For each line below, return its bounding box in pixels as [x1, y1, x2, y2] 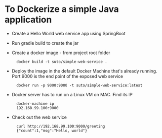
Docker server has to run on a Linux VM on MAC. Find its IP [11, 91, 133, 97]
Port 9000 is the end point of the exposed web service [11, 73, 123, 79]
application [4, 14, 52, 25]
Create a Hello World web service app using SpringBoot [11, 30, 125, 36]
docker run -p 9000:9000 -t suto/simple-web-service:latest [16, 83, 143, 88]
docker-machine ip [16, 101, 54, 106]
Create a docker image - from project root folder [11, 50, 111, 56]
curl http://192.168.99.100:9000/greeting [16, 124, 105, 129]
